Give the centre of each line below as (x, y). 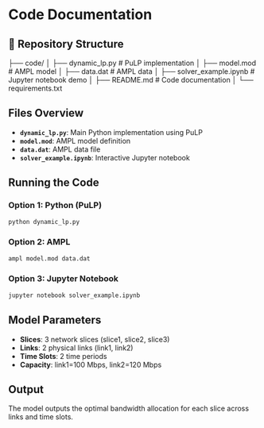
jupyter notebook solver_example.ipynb (74, 295)
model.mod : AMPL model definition (75, 141)
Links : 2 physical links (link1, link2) (76, 348)
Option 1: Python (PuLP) (55, 206)
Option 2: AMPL (39, 242)
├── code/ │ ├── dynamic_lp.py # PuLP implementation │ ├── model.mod (132, 63)
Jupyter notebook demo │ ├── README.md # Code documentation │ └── (131, 80)
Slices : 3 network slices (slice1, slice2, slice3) (95, 339)
